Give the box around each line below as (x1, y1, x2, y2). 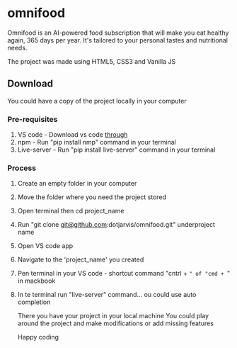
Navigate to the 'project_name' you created (17, 255, 144, 264)
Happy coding (17, 333, 59, 342)
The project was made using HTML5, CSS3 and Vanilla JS (7, 57, 176, 65)
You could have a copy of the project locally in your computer (7, 96, 187, 105)
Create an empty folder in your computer (17, 179, 137, 188)
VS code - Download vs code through (17, 130, 128, 139)
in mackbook (17, 276, 56, 285)
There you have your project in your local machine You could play (17, 312, 209, 320)
